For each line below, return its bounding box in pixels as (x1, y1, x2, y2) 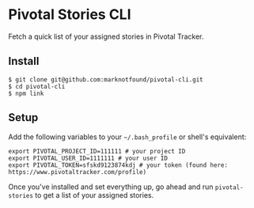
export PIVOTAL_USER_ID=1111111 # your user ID (8, 154, 169, 162)
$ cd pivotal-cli (8, 82, 66, 90)
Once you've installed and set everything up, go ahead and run (8, 182, 214, 191)
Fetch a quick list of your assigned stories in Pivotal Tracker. (8, 32, 204, 41)
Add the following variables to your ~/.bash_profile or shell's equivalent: (8, 132, 247, 142)
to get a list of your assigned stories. (35, 190, 154, 199)
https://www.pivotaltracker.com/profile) (8, 168, 147, 176)
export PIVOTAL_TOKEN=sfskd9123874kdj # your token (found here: (8, 161, 228, 169)
